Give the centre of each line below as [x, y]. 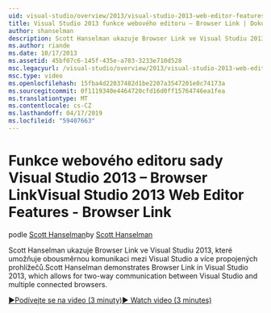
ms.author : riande [39, 46]
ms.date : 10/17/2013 [43, 53]
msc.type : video [35, 76]
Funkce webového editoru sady [116, 161]
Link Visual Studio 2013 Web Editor [126, 195]
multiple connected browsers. [58, 284]
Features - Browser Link [90, 213]
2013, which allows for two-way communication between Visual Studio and [133, 276]
